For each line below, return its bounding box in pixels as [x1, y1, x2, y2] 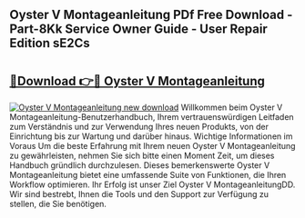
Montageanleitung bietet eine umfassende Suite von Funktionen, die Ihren [9, 170, 287, 180]
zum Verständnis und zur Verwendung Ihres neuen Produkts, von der [9, 122, 269, 132]
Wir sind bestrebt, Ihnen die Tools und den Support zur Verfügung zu [9, 189, 269, 199]
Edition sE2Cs [9, 35, 91, 51]
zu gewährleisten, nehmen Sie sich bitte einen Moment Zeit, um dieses [9, 150, 275, 161]
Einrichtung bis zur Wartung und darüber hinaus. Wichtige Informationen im [9, 131, 293, 142]
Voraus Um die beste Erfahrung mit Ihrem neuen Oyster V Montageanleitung [9, 141, 296, 151]
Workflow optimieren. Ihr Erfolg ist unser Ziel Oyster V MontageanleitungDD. [9, 179, 296, 190]
